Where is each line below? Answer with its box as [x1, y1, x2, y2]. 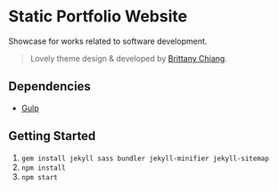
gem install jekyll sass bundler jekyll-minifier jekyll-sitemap [20, 154, 269, 162]
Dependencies [8, 79, 91, 95]
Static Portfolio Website [8, 6, 188, 27]
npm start [20, 172, 59, 182]
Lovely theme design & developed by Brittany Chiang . [29, 53, 228, 63]
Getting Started [8, 129, 96, 144]
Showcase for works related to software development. [8, 36, 208, 46]
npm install [20, 163, 66, 172]
